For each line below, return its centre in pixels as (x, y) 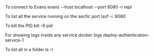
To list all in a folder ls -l (29, 49)
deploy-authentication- (127, 35)
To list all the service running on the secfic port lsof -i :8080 (66, 16)
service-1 (14, 40)
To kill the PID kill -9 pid (29, 26)
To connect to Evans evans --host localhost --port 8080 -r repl (68, 7)
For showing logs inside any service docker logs (54, 35)
